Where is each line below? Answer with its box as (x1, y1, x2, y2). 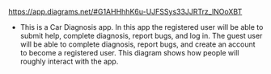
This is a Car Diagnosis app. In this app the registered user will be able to (19, 23, 264, 31)
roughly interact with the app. (19, 56, 119, 66)
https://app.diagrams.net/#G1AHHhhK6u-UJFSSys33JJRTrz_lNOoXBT (8, 7, 243, 16)
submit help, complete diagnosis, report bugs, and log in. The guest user (19, 31, 263, 40)
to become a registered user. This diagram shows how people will (19, 48, 239, 57)
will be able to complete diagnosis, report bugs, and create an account (19, 39, 256, 49)
